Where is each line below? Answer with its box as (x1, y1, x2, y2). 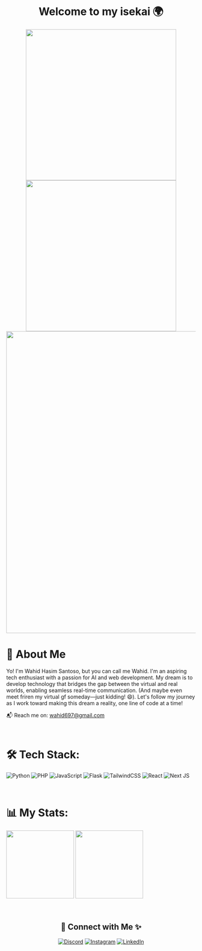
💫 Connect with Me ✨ (60, 922, 142, 932)
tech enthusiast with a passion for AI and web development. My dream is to (6, 674, 193, 681)
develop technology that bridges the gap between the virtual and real (6, 680, 178, 687)
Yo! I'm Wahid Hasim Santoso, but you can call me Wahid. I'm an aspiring (6, 667, 188, 674)
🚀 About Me (6, 647, 66, 661)
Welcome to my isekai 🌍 (38, 5, 164, 19)
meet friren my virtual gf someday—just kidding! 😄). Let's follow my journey (6, 693, 195, 700)
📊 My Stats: (6, 806, 69, 819)
